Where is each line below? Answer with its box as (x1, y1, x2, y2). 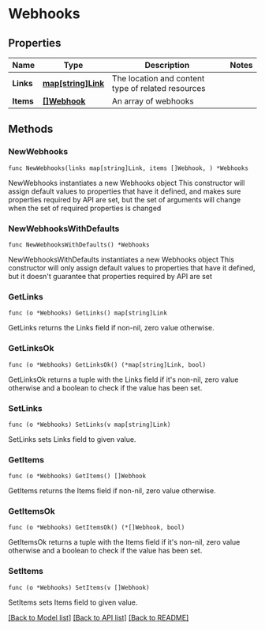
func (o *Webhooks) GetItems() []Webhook (8, 472, 147, 481)
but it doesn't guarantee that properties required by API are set (8, 271, 213, 281)
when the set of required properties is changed (8, 203, 162, 213)
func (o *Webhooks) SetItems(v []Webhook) (8, 583, 150, 591)
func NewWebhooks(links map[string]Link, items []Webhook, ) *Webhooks (8, 164, 248, 172)
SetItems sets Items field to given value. (8, 598, 138, 607)
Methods (8, 123, 54, 136)
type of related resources (111, 83, 207, 93)
